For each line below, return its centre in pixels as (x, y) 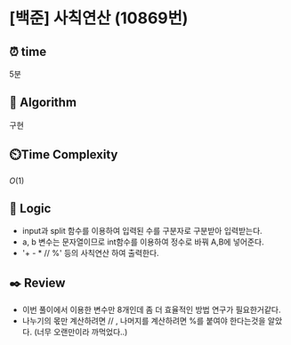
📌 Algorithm (43, 103)
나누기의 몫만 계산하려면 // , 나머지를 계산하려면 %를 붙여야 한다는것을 (144, 321)
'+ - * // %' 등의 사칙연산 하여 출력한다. (90, 253)
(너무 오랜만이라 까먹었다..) (81, 332)
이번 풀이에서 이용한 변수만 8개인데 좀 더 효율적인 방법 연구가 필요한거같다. (152, 310)
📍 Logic (30, 209)
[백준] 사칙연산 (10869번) (99, 18)
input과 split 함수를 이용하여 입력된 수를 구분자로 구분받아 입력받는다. (142, 231)
